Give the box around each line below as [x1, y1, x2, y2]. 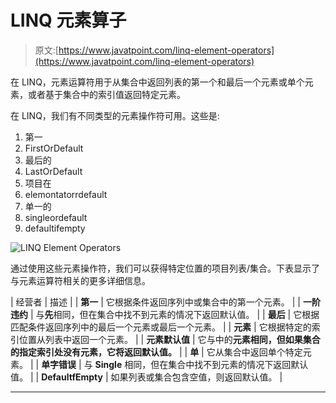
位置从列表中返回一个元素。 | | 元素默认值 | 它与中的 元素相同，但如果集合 [18, 333, 321, 345]
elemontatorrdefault [24, 188, 108, 200]
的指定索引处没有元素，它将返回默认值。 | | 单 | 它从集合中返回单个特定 [10, 346, 303, 358]
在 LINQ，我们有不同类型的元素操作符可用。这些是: [10, 109, 220, 121]
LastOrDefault [24, 165, 83, 177]
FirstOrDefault [24, 142, 84, 154]
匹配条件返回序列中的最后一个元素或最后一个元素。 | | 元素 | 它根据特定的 [10, 321, 312, 333]
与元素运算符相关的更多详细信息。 [10, 274, 151, 286]
